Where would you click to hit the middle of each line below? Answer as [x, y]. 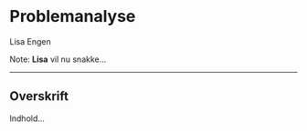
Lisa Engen [31, 41]
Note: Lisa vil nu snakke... [58, 59]
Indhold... [27, 118]
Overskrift [39, 96]
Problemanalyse [73, 17]
